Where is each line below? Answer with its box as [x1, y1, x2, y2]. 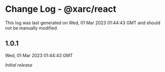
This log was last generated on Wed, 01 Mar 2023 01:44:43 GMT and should [5, 20, 161, 26]
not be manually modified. [5, 25, 58, 31]
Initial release [5, 62, 33, 68]
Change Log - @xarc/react [5, 3, 117, 15]
